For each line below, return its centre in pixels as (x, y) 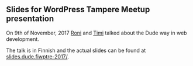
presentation (30, 19)
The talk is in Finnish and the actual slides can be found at (76, 50)
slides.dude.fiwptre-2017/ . (37, 56)
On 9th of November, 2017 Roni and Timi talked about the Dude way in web (96, 33)
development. (23, 39)
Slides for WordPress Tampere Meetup (78, 10)
